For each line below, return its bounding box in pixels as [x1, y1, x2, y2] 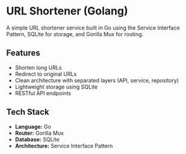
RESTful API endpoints [14, 89, 71, 97]
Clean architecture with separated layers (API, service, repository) [14, 76, 179, 84]
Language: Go [14, 123, 51, 130]
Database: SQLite [14, 135, 60, 143]
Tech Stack [6, 107, 49, 117]
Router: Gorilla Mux [14, 129, 64, 137]
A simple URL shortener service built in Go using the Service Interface [6, 24, 180, 31]
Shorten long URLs [14, 64, 62, 71]
